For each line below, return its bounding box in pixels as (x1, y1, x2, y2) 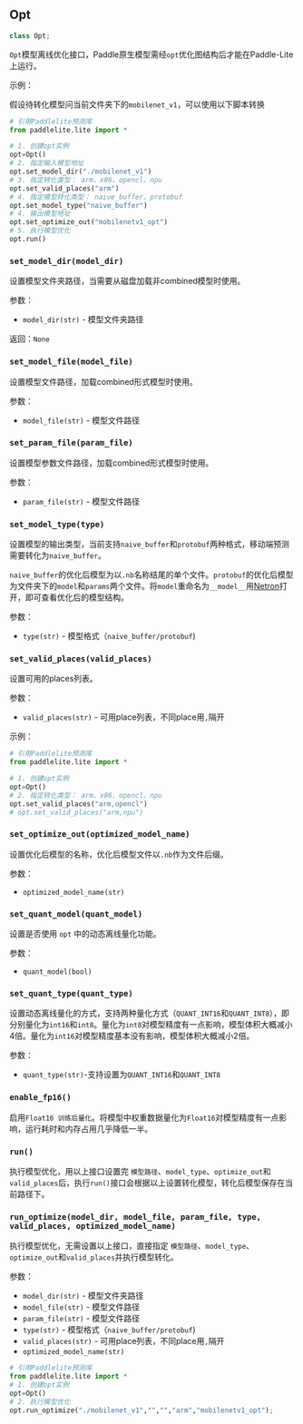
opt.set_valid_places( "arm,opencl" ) (9, 799, 148, 809)
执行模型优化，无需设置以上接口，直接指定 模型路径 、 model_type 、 (9, 1241, 255, 1252)
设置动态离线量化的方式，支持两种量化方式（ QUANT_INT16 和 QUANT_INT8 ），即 (9, 1007, 290, 1019)
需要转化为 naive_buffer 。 (9, 550, 106, 561)
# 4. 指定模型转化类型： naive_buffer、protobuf (9, 192, 183, 201)
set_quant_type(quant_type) (9, 988, 133, 999)
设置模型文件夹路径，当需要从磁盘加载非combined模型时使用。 (9, 276, 246, 287)
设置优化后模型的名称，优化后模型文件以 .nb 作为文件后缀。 (9, 849, 229, 859)
